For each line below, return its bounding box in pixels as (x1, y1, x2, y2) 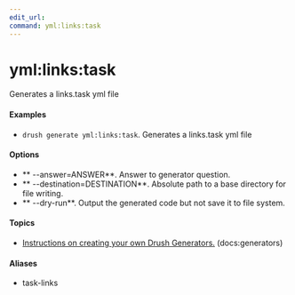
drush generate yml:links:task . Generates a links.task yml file (21, 129, 252, 140)
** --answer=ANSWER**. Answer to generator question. (21, 169, 231, 179)
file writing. (21, 187, 64, 198)
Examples (9, 109, 47, 120)
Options (9, 149, 40, 160)
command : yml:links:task (9, 21, 101, 30)
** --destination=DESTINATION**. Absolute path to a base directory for (21, 179, 287, 189)
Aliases (9, 258, 38, 268)
